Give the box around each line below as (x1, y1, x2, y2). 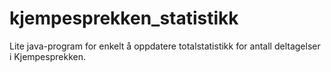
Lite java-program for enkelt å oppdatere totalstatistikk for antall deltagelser (9, 40, 321, 52)
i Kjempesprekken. (9, 50, 86, 62)
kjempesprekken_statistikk (9, 7, 239, 30)
